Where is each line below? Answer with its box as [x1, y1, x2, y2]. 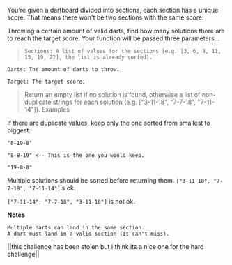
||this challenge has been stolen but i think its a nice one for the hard [7, 243, 204, 250]
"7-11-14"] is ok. [29, 184, 76, 192]
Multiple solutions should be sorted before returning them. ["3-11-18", [7, 176, 211, 184]
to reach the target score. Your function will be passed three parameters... [7, 34, 220, 43]
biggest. [7, 126, 31, 135]
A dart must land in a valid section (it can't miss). [7, 230, 170, 237]
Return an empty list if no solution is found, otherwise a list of [24, 91, 201, 98]
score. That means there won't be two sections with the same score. [7, 13, 204, 22]
